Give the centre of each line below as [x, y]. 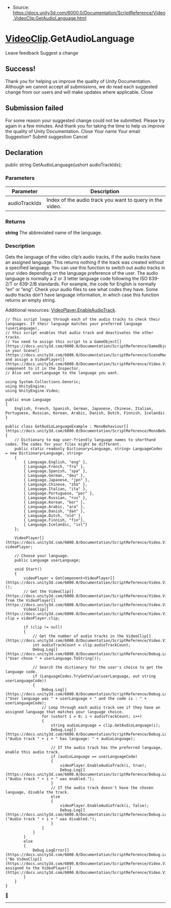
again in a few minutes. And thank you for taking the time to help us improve [85, 126]
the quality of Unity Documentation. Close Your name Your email [73, 131]
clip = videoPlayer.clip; [33, 618]
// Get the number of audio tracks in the [78, 636]
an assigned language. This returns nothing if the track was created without [85, 263]
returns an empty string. [31, 300]
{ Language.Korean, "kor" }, [54, 502]
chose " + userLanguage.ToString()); [61, 659]
